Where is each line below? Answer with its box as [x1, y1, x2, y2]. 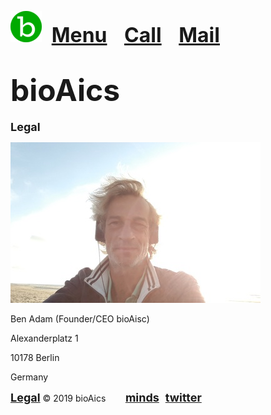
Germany [10, 371, 49, 383]
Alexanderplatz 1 [10, 332, 79, 344]
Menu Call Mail [51, 22, 220, 48]
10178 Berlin [10, 351, 60, 363]
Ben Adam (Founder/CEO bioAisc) [10, 312, 150, 325]
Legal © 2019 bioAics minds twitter [10, 390, 202, 405]
